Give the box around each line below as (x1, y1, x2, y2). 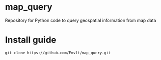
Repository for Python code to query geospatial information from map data (5, 17, 156, 23)
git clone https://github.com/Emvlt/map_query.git (5, 50, 111, 55)
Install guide (5, 34, 56, 45)
